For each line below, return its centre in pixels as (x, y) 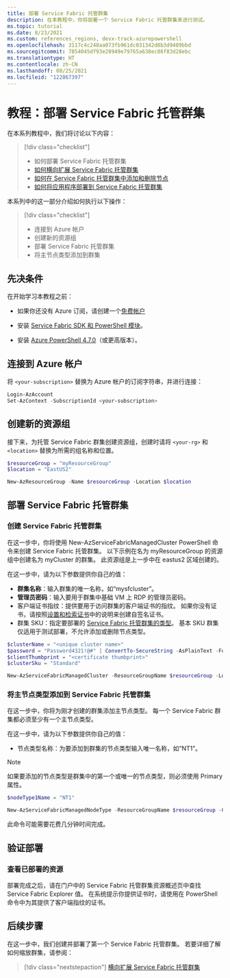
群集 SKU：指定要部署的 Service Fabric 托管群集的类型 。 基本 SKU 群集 (118, 623)
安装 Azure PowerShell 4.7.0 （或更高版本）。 (79, 340)
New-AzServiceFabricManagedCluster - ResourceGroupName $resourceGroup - (113, 676)
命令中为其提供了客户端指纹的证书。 (58, 902)
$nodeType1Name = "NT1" (41, 798)
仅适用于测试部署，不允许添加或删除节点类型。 (83, 631)
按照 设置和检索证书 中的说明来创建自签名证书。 (101, 614)
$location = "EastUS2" (39, 470)
